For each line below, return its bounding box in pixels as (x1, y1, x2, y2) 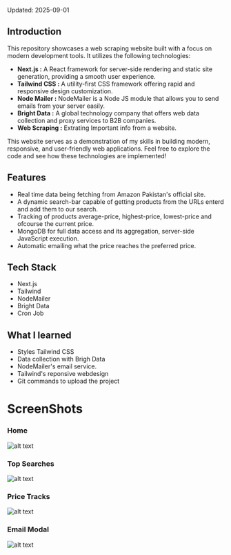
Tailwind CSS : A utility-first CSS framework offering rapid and (17, 79, 195, 88)
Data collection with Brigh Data (17, 355, 106, 364)
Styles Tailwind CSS (17, 348, 74, 356)
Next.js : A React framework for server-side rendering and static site (17, 65, 212, 73)
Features (7, 172, 46, 184)
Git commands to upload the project (17, 377, 120, 386)
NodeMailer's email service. (17, 362, 97, 370)
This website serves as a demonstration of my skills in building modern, (7, 137, 210, 145)
